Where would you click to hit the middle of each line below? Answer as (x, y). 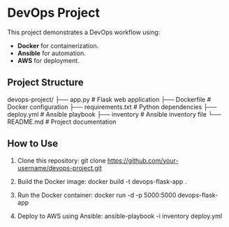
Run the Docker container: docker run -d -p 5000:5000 (97, 195)
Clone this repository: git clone (61, 160)
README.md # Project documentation (62, 122)
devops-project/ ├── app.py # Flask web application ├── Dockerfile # (109, 99)
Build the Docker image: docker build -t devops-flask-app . (102, 181)
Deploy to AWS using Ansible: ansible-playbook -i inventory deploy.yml (119, 216)
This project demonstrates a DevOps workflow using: (84, 32)
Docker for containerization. (58, 45)
